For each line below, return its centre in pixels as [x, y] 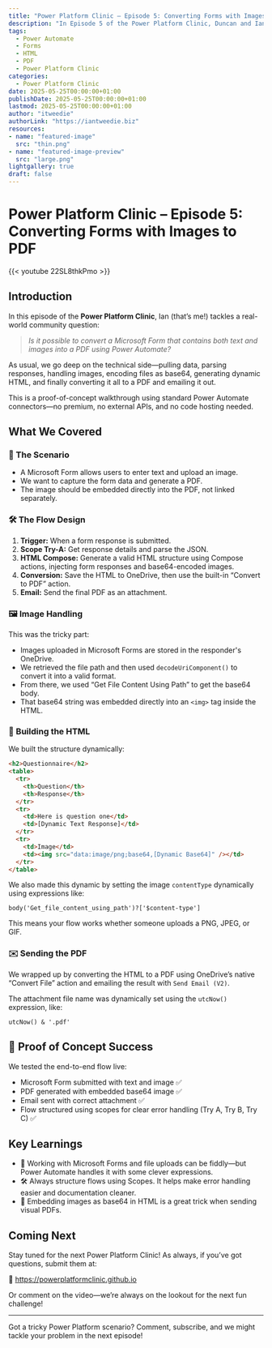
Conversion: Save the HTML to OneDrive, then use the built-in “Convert [140, 575]
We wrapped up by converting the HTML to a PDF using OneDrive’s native [132, 974]
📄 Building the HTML [49, 731]
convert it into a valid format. [68, 676]
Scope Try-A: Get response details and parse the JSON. [114, 549]
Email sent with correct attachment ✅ [82, 1100]
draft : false [30, 174]
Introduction [40, 297]
